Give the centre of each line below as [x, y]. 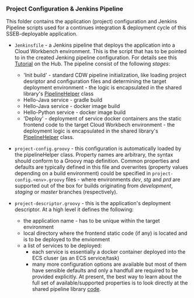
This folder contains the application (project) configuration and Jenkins [91, 22]
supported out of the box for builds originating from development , [93, 186]
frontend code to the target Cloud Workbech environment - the [99, 125]
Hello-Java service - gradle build [63, 100]
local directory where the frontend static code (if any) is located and [105, 233]
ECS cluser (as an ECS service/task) [76, 258]
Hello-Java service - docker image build [72, 106]
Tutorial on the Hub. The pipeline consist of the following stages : [92, 64]
